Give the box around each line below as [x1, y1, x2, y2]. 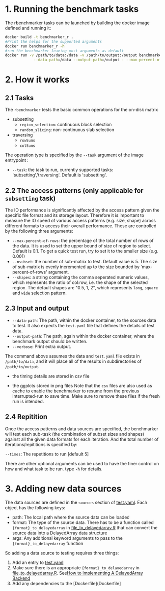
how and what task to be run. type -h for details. [5, 466, 103, 472]
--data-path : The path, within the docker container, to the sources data [12, 317, 156, 323]
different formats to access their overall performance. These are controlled [5, 223, 157, 229]
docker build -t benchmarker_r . [5, 35, 74, 39]
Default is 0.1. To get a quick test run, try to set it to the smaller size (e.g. [12, 248, 159, 254]
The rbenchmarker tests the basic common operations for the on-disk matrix [5, 107, 158, 113]
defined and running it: [5, 25, 52, 31]
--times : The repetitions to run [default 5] [5, 451, 89, 457]
